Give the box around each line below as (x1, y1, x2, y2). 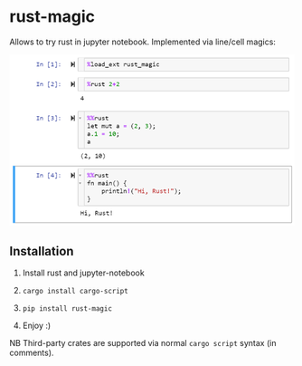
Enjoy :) (22, 320, 52, 332)
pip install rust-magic (22, 304, 113, 313)
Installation (9, 243, 74, 259)
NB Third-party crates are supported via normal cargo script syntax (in (9, 338, 277, 349)
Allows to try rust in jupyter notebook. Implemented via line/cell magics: (9, 36, 276, 47)
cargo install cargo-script (22, 287, 128, 296)
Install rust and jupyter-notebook (22, 267, 145, 278)
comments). (9, 347, 54, 359)
